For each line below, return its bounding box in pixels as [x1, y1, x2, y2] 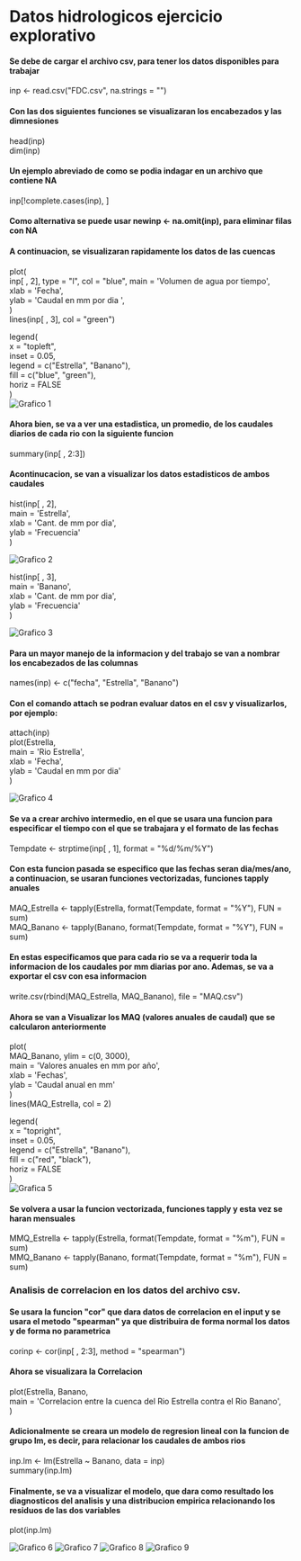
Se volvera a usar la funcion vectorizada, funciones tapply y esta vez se [9, 1203, 283, 1214]
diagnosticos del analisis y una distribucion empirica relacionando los [9, 1495, 276, 1506]
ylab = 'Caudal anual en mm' [9, 1080, 115, 1090]
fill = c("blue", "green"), [9, 369, 96, 380]
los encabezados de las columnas [9, 657, 139, 668]
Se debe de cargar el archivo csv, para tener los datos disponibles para [9, 56, 279, 67]
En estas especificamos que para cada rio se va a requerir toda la [9, 952, 258, 963]
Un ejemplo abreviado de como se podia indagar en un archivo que [9, 166, 263, 176]
